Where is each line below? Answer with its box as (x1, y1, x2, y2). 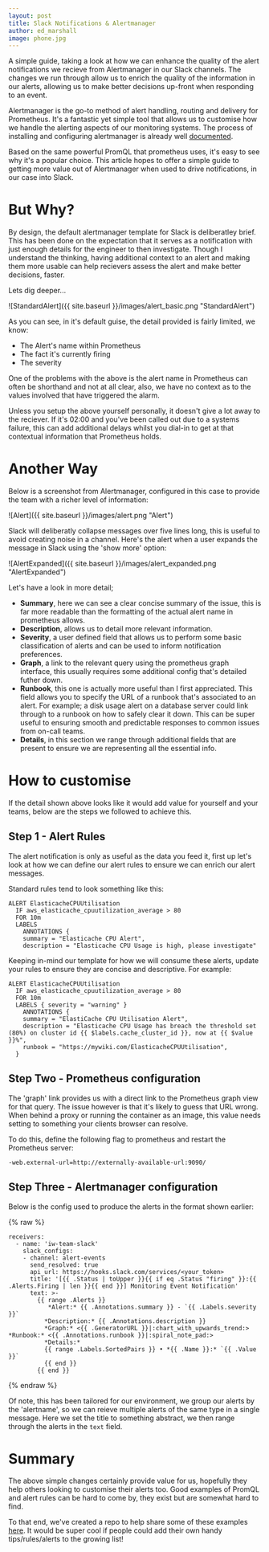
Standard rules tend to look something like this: (8, 884, 165, 893)
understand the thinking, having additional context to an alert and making (8, 253, 251, 263)
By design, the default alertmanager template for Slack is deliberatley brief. (8, 227, 257, 237)
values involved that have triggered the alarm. (8, 390, 161, 400)
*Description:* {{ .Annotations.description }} (43, 1317, 206, 1325)
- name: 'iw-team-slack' (15, 1240, 99, 1248)
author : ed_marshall (8, 27, 78, 35)
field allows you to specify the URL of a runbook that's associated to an (19, 692, 256, 702)
